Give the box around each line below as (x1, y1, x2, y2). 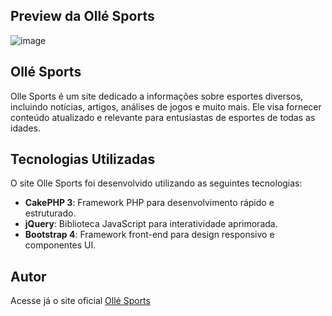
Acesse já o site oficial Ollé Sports (10, 295, 151, 307)
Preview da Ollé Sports (10, 8, 155, 25)
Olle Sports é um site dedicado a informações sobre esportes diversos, (10, 90, 304, 102)
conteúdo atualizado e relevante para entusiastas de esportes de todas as (10, 111, 316, 123)
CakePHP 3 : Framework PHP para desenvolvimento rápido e (24, 197, 275, 209)
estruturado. (24, 207, 77, 219)
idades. (10, 122, 41, 134)
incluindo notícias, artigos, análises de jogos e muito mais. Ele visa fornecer (10, 100, 322, 113)
